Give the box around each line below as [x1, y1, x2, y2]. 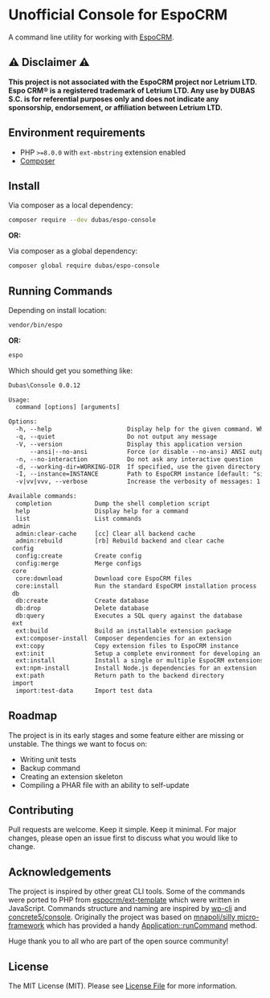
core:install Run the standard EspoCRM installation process [15, 582, 257, 590]
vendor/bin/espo [8, 320, 63, 329]
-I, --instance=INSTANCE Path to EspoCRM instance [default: [15, 470, 250, 478]
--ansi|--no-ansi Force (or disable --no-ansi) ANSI [29, 447, 247, 456]
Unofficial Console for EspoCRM [8, 6, 228, 24]
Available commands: [8, 493, 78, 501]
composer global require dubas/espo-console [8, 262, 160, 270]
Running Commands [8, 284, 113, 298]
